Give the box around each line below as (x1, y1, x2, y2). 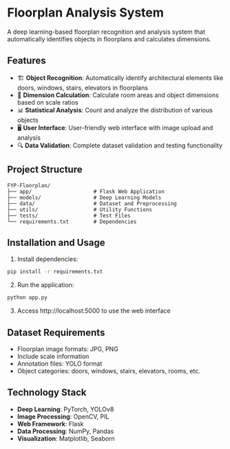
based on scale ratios (17, 98, 79, 106)
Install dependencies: (17, 255, 79, 263)
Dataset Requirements (7, 326, 105, 338)
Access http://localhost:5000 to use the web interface (17, 306, 171, 315)
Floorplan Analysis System (7, 5, 164, 21)
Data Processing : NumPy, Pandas (17, 427, 114, 435)
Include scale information (17, 352, 90, 360)
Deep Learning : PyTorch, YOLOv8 (17, 405, 114, 413)
